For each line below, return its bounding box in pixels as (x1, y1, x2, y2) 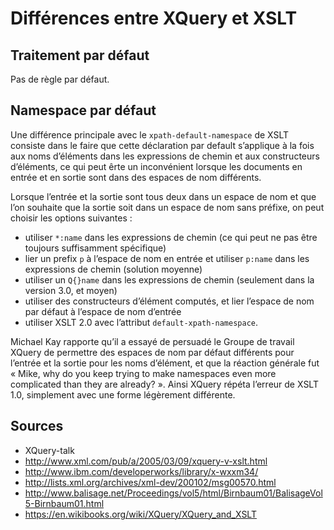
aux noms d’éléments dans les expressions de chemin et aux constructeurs (10, 150, 320, 162)
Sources (10, 418, 64, 435)
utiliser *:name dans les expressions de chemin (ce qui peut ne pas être (24, 231, 318, 243)
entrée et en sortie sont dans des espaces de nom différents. (10, 171, 262, 183)
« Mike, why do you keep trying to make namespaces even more (10, 367, 277, 379)
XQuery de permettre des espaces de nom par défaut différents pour (10, 346, 295, 358)
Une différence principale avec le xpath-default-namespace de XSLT (10, 128, 290, 141)
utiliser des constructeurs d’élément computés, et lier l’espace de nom (24, 295, 315, 307)
